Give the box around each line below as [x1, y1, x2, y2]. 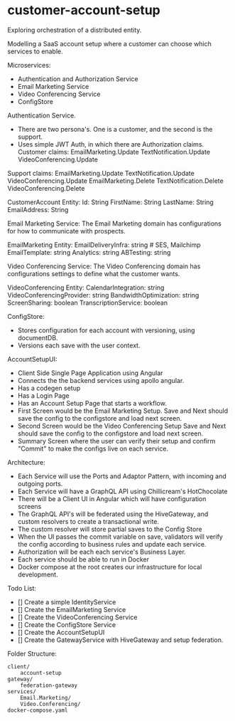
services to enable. [7, 47, 64, 56]
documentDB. [17, 333, 58, 342]
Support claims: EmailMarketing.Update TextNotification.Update [7, 169, 195, 177]
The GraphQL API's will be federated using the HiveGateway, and [17, 510, 209, 518]
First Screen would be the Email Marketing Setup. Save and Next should [17, 406, 229, 415]
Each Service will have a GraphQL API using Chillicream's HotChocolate [17, 487, 228, 495]
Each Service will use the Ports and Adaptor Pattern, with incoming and [17, 472, 227, 480]
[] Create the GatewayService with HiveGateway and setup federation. [17, 636, 224, 644]
